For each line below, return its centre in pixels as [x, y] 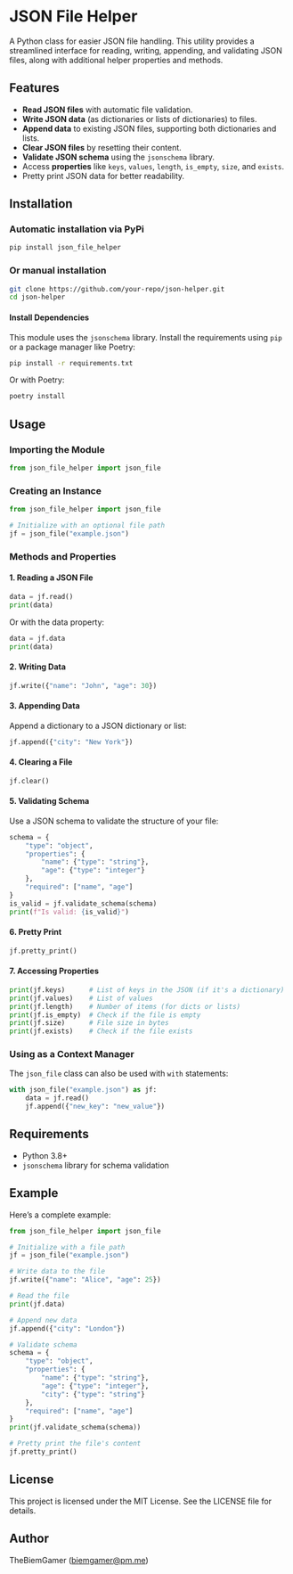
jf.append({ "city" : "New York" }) [71, 742]
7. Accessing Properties [54, 971]
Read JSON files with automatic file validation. [107, 110]
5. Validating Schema [49, 801]
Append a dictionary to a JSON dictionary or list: [98, 726]
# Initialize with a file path [67, 1247]
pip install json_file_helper [65, 248]
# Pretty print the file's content [75, 1444]
